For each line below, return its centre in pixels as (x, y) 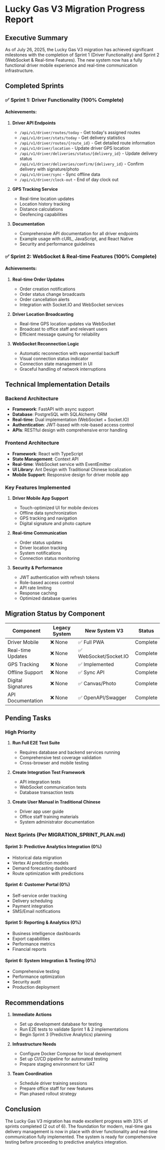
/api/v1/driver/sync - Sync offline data (60, 174)
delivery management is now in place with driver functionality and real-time (82, 1131)
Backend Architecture (32, 398)
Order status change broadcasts (52, 294)
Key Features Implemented (38, 488)
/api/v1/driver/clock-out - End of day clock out (69, 179)
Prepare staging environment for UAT (57, 1064)
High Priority (21, 732)
